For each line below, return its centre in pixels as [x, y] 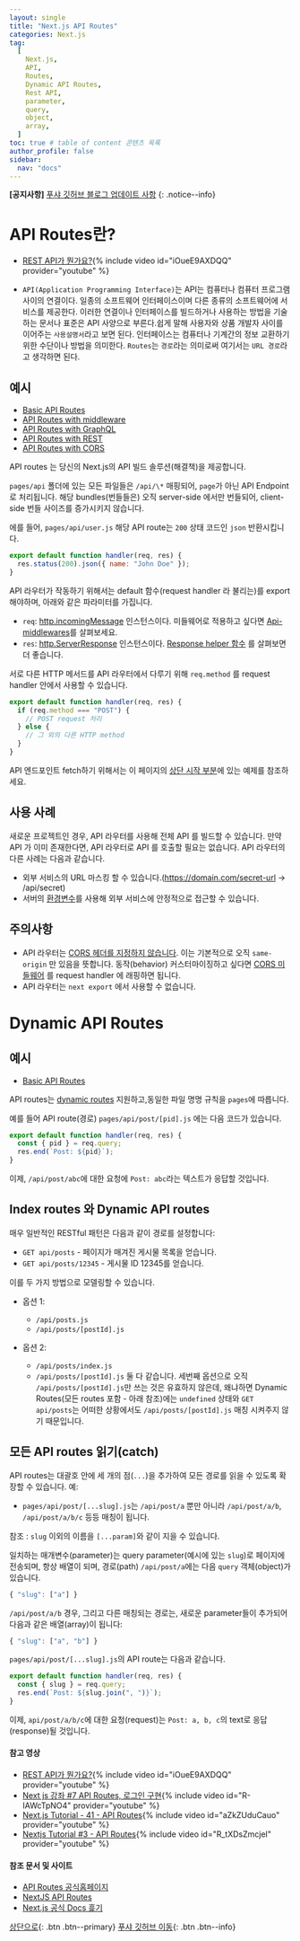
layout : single [38, 18]
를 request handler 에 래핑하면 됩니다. [114, 975]
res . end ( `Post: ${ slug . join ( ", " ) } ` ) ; [90, 1693]
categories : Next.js [48, 34]
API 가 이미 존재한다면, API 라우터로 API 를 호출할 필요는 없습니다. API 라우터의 [147, 847]
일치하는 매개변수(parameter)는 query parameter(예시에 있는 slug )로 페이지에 [147, 1555]
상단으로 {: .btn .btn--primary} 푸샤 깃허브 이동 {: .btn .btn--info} [123, 1927]
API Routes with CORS [64, 448]
